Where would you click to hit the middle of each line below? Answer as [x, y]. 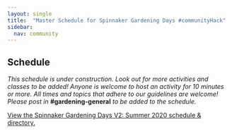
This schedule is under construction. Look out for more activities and [108, 79]
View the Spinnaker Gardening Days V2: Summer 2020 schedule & [104, 115]
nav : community [36, 33]
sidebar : [20, 27]
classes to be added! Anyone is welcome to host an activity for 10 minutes [116, 87]
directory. [21, 123]
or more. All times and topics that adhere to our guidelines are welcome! [113, 94]
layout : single [30, 14]
